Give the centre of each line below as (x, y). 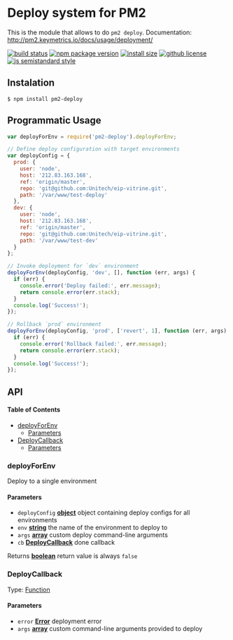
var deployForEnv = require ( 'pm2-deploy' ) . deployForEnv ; (92, 137)
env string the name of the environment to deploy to (92, 528)
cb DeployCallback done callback (66, 543)
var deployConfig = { (39, 156)
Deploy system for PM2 (77, 13)
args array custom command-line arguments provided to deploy (110, 628)
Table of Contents (34, 410)
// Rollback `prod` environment (54, 325)
